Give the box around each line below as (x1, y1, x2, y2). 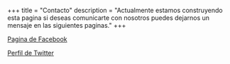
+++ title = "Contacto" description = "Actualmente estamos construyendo (7, 6, 223, 14)
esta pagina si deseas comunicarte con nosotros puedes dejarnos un (7, 14, 210, 22)
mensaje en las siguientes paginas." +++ (7, 21, 126, 29)
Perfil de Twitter (7, 49, 55, 57)
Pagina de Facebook (7, 35, 67, 43)
